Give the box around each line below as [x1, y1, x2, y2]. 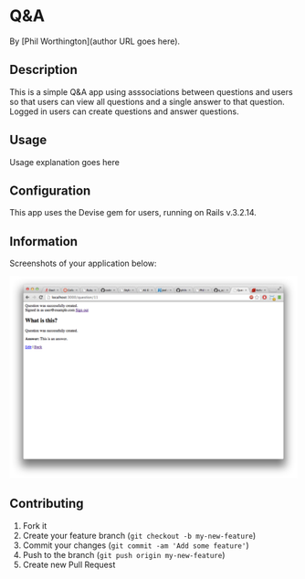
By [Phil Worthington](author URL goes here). [9, 36, 181, 47]
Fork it [22, 520, 47, 531]
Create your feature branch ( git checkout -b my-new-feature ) [22, 530, 257, 541]
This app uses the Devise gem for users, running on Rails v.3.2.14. [9, 207, 258, 218]
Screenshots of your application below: [9, 258, 157, 269]
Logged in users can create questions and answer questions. [9, 106, 239, 117]
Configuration [9, 183, 91, 198]
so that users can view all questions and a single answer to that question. [9, 96, 285, 107]
